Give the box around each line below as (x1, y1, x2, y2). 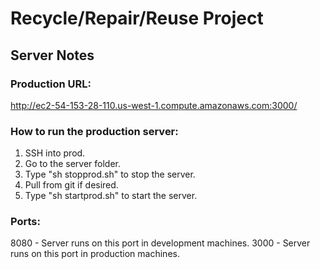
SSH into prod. (24, 147, 86, 159)
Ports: (10, 215, 41, 229)
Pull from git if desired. (24, 179, 119, 191)
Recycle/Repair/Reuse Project (10, 7, 264, 30)
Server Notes (10, 47, 95, 64)
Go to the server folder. (24, 158, 122, 170)
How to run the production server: (10, 124, 179, 138)
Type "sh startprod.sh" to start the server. (24, 190, 198, 202)
